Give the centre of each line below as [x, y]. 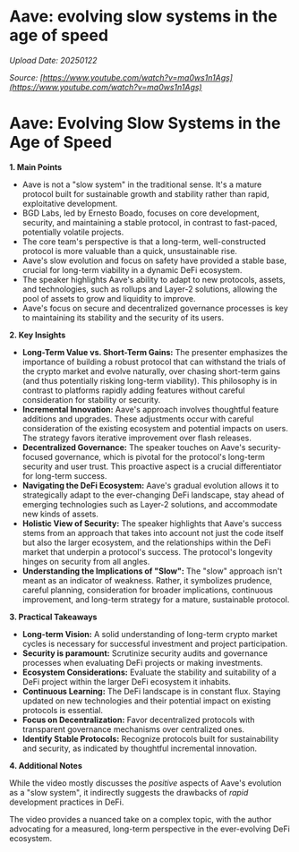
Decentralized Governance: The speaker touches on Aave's [134, 447]
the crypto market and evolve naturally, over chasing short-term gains [151, 371]
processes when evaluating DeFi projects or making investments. [142, 662]
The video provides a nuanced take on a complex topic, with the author [141, 819]
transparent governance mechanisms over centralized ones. [133, 729]
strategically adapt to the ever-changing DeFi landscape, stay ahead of [153, 495]
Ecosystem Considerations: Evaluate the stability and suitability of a [149, 672]
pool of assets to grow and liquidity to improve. [109, 298]
